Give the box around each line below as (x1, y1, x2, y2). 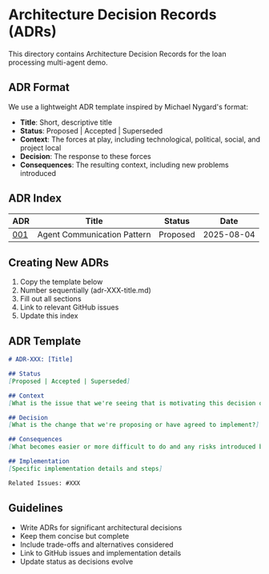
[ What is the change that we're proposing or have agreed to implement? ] (8, 421, 260, 429)
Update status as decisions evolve (19, 556, 134, 566)
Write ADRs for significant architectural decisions (19, 522, 183, 532)
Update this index (19, 311, 78, 321)
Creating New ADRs (8, 256, 110, 269)
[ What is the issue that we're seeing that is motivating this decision (8, 399, 256, 407)
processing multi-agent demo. (8, 58, 108, 67)
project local (19, 142, 62, 153)
